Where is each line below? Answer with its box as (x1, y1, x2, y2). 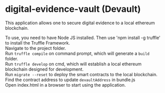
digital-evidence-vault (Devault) (5, 3, 141, 15)
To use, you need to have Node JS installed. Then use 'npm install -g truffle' (5, 35, 161, 41)
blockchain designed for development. (5, 66, 84, 72)
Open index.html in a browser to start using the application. (5, 82, 126, 88)
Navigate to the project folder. (5, 45, 66, 51)
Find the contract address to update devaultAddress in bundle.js (5, 77, 135, 83)
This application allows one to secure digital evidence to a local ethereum (5, 20, 155, 26)
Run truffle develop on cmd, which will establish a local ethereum (5, 61, 142, 67)
